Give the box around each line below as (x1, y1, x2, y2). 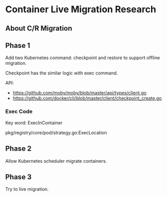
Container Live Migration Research (5, 4, 156, 15)
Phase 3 (5, 173, 32, 181)
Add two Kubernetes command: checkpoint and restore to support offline (5, 55, 160, 61)
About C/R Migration (5, 24, 73, 33)
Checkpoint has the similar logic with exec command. (5, 70, 118, 76)
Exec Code (5, 108, 33, 115)
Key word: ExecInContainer (5, 119, 63, 126)
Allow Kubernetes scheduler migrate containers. (5, 158, 107, 164)
